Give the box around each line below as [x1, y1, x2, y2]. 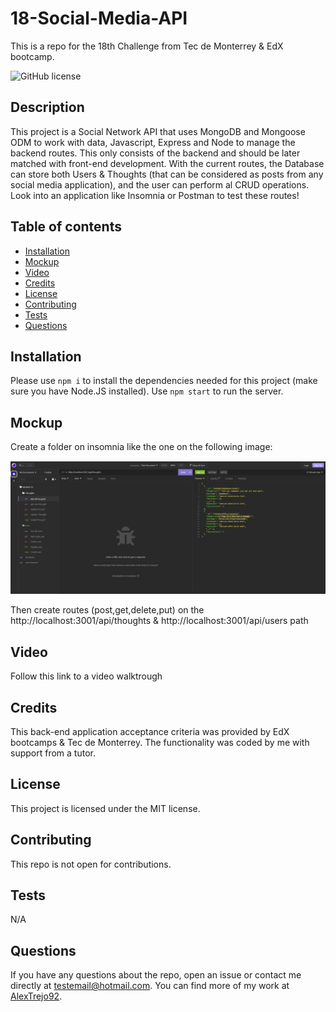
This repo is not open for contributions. [10, 858, 172, 870]
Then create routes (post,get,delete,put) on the [10, 604, 205, 616]
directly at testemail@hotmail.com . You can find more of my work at [10, 980, 290, 992]
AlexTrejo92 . [10, 990, 63, 1002]
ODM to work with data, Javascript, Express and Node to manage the [10, 136, 296, 148]
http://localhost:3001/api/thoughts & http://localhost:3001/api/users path [10, 615, 309, 627]
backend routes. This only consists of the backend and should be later [10, 147, 301, 159]
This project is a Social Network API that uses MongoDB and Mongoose [10, 125, 306, 137]
